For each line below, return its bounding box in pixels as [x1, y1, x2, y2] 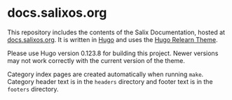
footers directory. [7, 85, 59, 93]
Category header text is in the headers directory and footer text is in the [7, 77, 213, 85]
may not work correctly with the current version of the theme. [7, 56, 186, 64]
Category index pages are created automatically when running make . [7, 70, 204, 78]
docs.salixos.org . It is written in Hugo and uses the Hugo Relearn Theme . [7, 35, 219, 43]
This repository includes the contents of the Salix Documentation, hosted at [7, 28, 226, 36]
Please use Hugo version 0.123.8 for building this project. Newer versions [7, 49, 219, 57]
